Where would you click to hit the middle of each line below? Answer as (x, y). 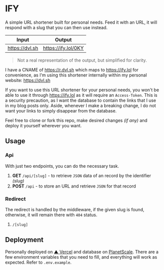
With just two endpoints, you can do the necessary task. (62, 166)
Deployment (24, 240)
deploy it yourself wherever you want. (44, 125)
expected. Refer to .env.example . (38, 262)
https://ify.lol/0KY (64, 48)
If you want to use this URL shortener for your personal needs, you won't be (82, 90)
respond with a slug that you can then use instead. (56, 27)
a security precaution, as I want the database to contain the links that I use (81, 100)
